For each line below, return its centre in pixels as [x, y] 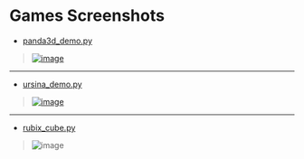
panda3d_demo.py [57, 41]
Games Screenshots [87, 16]
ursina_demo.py [52, 84]
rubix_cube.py [49, 127]
